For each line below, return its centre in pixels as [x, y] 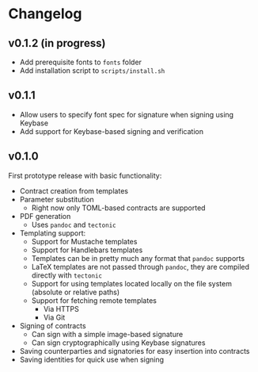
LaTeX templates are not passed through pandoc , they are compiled [140, 267]
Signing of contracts [53, 325]
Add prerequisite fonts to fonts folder [81, 62]
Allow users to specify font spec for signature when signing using [127, 114]
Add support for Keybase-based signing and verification [112, 131]
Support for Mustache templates [84, 241]
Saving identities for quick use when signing [92, 359]
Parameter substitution [57, 199]
